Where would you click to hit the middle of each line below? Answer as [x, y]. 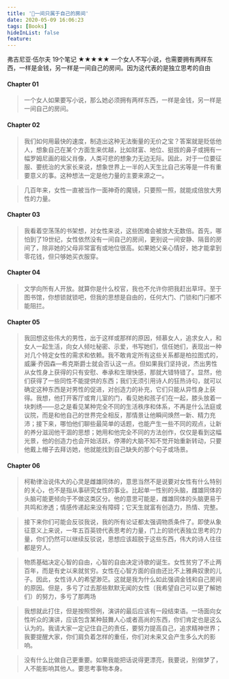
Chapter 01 [23, 84]
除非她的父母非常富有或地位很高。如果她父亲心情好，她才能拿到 [132, 248]
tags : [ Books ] [27, 26]
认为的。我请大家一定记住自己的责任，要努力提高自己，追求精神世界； [123, 628]
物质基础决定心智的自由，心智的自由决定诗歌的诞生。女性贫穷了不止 [120, 562]
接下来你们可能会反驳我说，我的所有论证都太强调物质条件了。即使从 [120, 522]
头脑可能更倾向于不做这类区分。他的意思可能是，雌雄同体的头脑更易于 [123, 499]
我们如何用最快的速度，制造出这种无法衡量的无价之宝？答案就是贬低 [120, 141]
